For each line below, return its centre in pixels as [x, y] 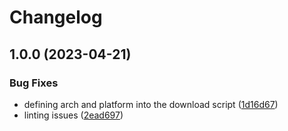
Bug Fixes [34, 83]
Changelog [56, 17]
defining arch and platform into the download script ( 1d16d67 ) [151, 104]
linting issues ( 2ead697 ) [73, 115]
